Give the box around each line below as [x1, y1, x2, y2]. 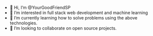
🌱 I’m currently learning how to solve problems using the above [9, 15, 138, 20]
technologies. [9, 20, 38, 26]
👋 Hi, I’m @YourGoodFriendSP [9, 5, 71, 10]
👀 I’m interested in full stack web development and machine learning [9, 10, 148, 16]
